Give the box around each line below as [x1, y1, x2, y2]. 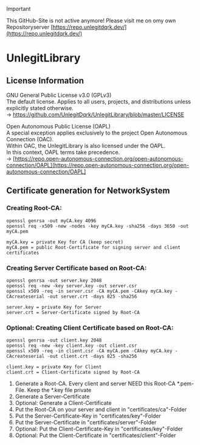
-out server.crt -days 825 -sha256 [47, 293, 137, 300]
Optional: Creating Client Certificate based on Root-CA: [6, 323, 174, 332]
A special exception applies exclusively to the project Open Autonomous [6, 129, 187, 136]
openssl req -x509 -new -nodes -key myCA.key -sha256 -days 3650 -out [6, 223, 189, 229]
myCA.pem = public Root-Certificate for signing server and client [6, 244, 181, 250]
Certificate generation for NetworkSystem [6, 186, 170, 196]
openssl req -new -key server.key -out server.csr [6, 282, 137, 289]
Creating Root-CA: [6, 204, 62, 212]
